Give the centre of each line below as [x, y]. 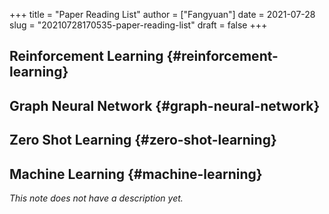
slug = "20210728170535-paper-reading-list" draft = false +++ [138, 25]
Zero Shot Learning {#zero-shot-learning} [143, 140]
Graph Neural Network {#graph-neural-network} [165, 105]
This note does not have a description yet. [96, 198]
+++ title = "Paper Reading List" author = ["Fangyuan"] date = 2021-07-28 [162, 14]
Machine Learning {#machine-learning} [136, 174]
